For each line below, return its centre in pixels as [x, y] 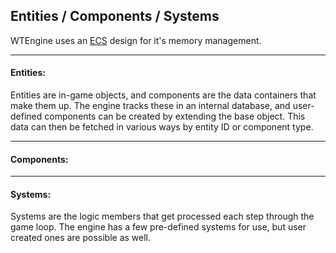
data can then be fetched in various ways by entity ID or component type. [162, 127]
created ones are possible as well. [81, 238]
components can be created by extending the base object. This [175, 116]
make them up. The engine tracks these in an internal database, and [150, 106]
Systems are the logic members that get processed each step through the [162, 216]
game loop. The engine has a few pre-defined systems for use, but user [158, 227]
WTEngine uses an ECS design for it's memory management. [136, 40]
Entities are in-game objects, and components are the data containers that [163, 95]
